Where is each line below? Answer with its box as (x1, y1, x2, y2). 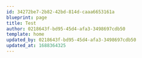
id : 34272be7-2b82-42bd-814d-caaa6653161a (6, 8, 115, 15)
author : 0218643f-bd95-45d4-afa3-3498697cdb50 (6, 25, 126, 32)
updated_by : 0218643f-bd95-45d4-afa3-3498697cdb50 (6, 37, 137, 43)
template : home (6, 31, 45, 37)
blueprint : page (6, 14, 47, 21)
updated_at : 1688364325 (6, 43, 66, 49)
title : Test (6, 20, 36, 26)
